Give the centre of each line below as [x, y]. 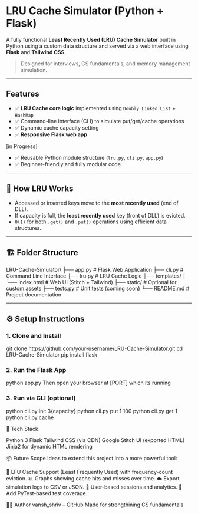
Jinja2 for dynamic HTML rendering [49, 446]
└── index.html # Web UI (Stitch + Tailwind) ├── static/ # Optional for [91, 282]
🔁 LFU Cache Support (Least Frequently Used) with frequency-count [90, 472]
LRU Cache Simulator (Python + [85, 11]
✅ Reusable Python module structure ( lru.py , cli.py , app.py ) [89, 157]
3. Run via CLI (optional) [41, 398]
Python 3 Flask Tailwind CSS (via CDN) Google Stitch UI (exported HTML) [95, 440]
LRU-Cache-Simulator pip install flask [52, 355]
